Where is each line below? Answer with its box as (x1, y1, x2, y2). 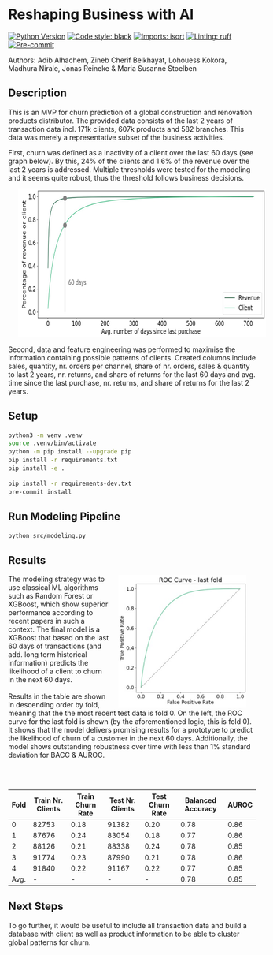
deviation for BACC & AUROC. (8, 751, 105, 760)
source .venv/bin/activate (8, 439, 97, 447)
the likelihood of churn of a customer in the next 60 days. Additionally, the (8, 733, 248, 743)
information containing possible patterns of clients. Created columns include (8, 353, 256, 362)
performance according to (8, 608, 94, 617)
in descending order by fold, (8, 700, 100, 710)
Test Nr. (109, 796, 136, 805)
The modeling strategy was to (8, 574, 105, 584)
